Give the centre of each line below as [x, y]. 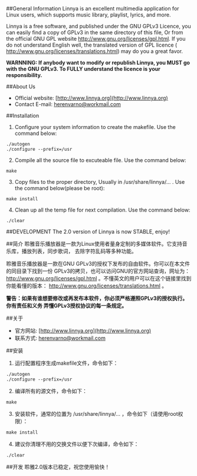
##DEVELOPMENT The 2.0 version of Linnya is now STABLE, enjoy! [88, 232]
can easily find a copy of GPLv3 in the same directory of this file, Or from [95, 32]
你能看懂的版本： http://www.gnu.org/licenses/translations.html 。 [87, 286]
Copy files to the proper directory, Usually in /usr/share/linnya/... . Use [100, 182]
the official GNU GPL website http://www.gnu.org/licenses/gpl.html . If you [96, 39]
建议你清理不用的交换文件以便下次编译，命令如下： [77, 444]
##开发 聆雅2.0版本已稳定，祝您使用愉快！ [58, 467]
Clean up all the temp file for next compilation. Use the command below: [102, 210]
